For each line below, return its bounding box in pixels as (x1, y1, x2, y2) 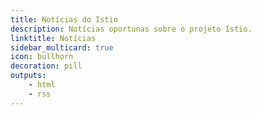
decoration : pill (10, 61, 83, 71)
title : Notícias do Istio (10, 14, 118, 25)
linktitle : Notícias (10, 33, 97, 43)
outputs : (10, 71, 47, 81)
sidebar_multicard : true (10, 42, 114, 53)
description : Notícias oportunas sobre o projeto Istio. (10, 24, 253, 34)
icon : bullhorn (10, 52, 74, 62)
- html (28, 80, 56, 90)
